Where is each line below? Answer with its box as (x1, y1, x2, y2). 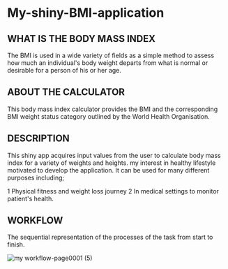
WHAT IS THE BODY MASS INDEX (7, 33, 155, 45)
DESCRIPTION (7, 133, 70, 145)
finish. (7, 240, 25, 249)
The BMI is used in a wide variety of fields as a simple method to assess (7, 51, 215, 59)
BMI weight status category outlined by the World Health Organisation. (7, 112, 211, 120)
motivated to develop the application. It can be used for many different (7, 166, 210, 174)
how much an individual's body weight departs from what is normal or (7, 59, 208, 67)
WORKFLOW (7, 215, 63, 226)
